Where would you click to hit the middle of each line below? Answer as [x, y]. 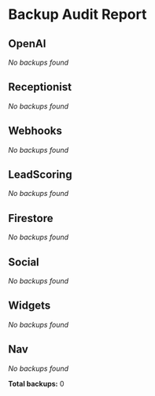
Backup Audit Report [77, 15]
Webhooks [35, 131]
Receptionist [40, 87]
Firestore [31, 218]
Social [24, 262]
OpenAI [27, 44]
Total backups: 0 [36, 383]
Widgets [30, 306]
